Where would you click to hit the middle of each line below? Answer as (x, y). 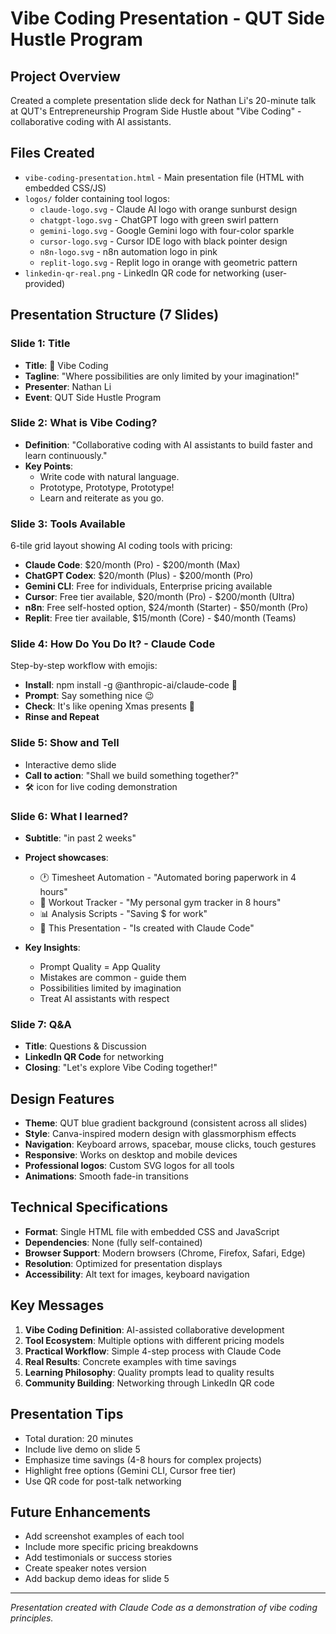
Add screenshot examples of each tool (104, 1536)
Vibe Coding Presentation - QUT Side (167, 18)
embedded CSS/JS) (65, 188)
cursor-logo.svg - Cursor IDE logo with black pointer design (163, 241)
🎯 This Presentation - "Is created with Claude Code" (147, 928)
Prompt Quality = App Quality (100, 966)
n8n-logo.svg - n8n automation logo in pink (128, 251)
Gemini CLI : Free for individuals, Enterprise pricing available (148, 586)
